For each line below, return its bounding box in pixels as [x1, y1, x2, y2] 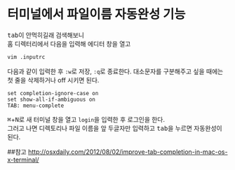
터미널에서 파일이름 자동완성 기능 [7, 6, 186, 22]
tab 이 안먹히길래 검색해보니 [7, 31, 84, 39]
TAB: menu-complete [7, 102, 65, 109]
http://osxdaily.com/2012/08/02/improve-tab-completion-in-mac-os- [27, 148, 228, 156]
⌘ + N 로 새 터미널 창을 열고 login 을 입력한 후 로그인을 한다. [7, 115, 166, 123]
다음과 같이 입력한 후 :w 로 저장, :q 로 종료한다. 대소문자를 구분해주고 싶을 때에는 [7, 67, 224, 76]
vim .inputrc [7, 53, 46, 60]
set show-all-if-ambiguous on [7, 96, 96, 103]
